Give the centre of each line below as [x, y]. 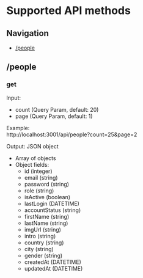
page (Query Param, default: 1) [54, 116]
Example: [18, 128]
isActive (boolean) [47, 197]
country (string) [44, 243]
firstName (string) [47, 216]
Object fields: [32, 164]
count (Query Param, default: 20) [57, 109]
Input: [14, 98]
